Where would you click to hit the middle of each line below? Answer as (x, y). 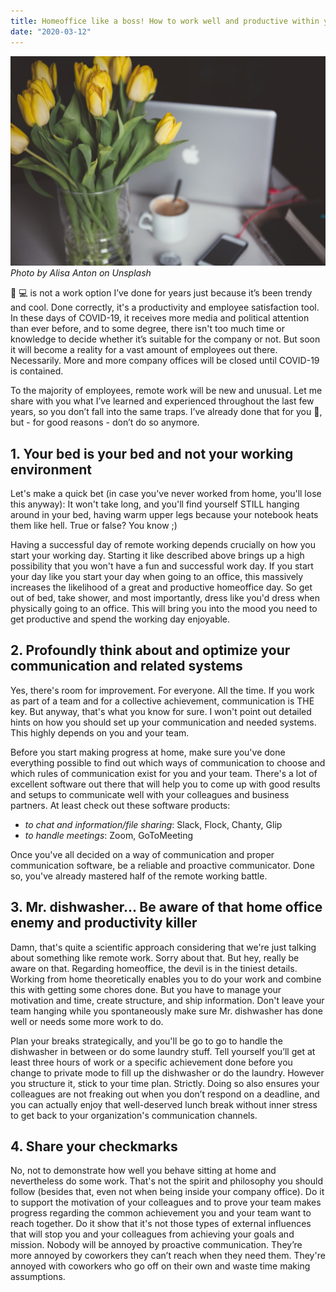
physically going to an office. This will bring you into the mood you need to (164, 608)
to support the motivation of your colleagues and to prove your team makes (166, 1202)
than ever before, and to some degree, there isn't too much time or (147, 329)
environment (51, 469)
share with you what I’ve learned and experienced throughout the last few (162, 401)
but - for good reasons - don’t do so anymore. (105, 422)
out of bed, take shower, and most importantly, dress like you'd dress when (165, 597)
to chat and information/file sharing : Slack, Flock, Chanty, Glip (153, 824)
